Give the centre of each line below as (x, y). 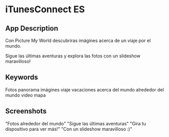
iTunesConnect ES (45, 9)
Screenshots (26, 111)
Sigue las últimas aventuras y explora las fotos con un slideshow (73, 56)
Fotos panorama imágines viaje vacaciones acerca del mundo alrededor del (85, 89)
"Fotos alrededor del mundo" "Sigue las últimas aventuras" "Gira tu (76, 123)
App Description (32, 28)
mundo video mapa (25, 95)
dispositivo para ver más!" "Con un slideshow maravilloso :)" (69, 129)
